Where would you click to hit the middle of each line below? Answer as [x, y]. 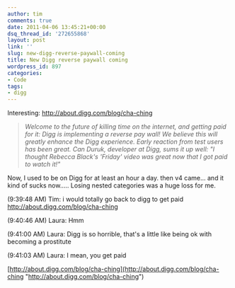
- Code [17, 80]
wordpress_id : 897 [34, 67]
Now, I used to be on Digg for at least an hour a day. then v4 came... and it [116, 178]
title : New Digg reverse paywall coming [68, 60]
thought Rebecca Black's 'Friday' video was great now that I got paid [126, 157]
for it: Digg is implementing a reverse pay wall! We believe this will [121, 134]
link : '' [20, 47]
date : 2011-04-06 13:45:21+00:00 [57, 27]
